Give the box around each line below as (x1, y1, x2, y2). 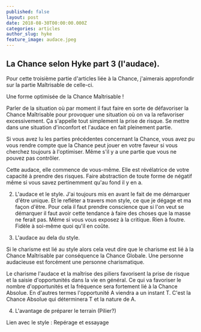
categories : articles (6, 25, 61, 32)
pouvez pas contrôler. (6, 154, 61, 161)
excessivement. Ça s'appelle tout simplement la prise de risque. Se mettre (6, 117, 190, 124)
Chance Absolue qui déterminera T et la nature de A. (6, 295, 137, 303)
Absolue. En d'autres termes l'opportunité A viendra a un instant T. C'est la (6, 289, 191, 296)
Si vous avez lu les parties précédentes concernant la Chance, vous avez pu (6, 135, 195, 142)
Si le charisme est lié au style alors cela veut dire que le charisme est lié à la (6, 246, 194, 253)
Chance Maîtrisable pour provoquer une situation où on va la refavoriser (6, 110, 184, 118)
